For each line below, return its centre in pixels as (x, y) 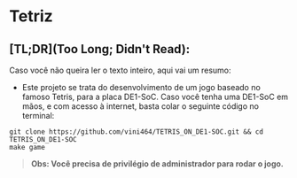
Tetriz (31, 16)
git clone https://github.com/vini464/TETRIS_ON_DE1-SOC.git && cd (137, 132)
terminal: (38, 116)
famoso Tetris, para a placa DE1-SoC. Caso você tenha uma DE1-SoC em (155, 97)
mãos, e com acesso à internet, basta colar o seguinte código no (141, 106)
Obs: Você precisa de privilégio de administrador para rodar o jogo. (157, 164)
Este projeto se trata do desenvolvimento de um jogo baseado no (141, 87)
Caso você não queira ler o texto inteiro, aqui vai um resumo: (121, 70)
